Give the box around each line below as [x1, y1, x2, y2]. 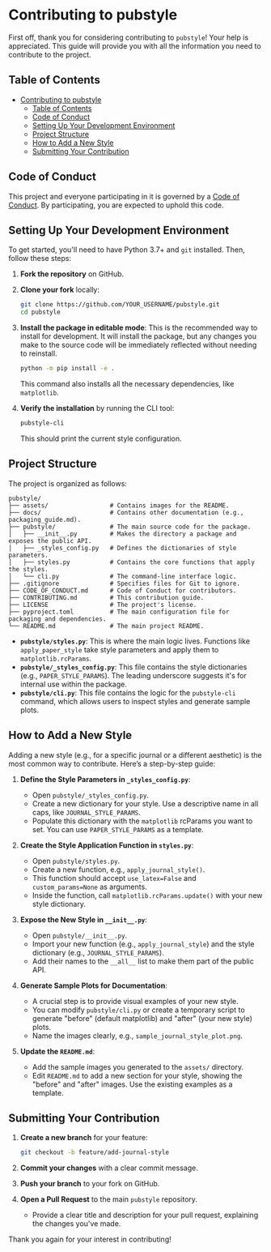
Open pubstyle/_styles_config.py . [32, 790, 150, 800]
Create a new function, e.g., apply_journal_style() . [32, 865, 205, 874]
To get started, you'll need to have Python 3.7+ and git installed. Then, [8, 245, 245, 254]
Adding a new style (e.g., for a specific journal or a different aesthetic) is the [8, 750, 262, 759]
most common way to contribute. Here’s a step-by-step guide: [8, 758, 216, 768]
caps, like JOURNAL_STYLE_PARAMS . [32, 807, 142, 817]
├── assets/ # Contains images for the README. [8, 501, 230, 510]
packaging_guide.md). [8, 515, 82, 523]
